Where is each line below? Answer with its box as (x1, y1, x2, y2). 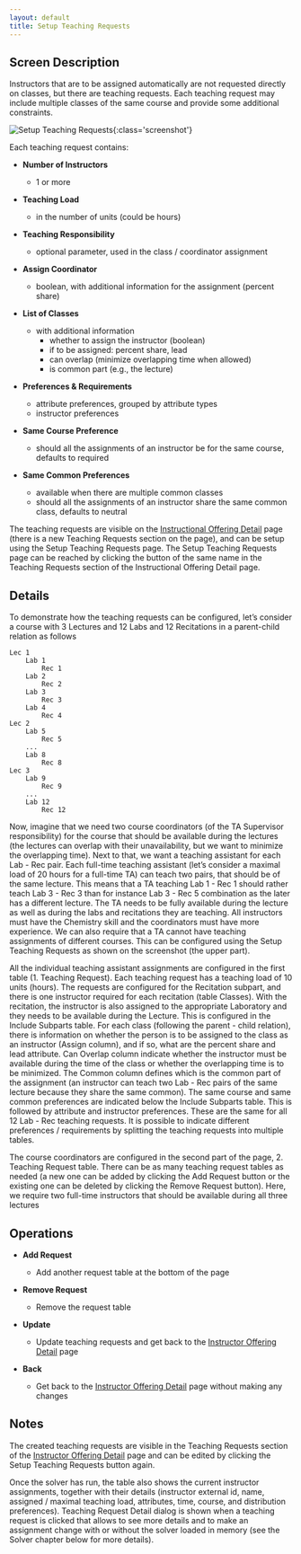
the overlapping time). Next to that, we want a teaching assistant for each (9, 850, 281, 861)
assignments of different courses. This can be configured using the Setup (9, 936, 283, 947)
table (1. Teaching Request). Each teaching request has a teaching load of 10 (9, 972, 293, 984)
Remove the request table (35, 1302, 132, 1312)
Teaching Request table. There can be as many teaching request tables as (9, 1161, 285, 1172)
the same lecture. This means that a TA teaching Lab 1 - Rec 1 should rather (9, 879, 289, 889)
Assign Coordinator (22, 264, 98, 275)
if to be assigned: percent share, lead (49, 345, 188, 356)
